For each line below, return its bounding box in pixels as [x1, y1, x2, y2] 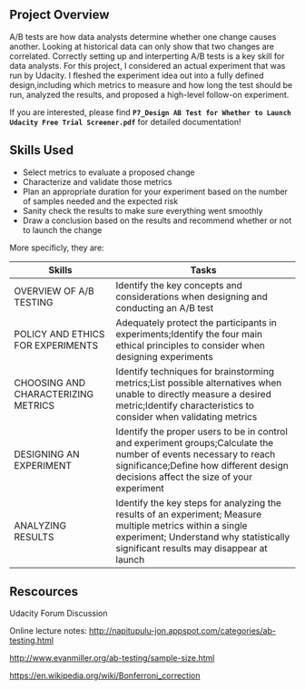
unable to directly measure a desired [115, 387, 272, 400]
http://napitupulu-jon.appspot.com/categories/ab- [89, 626, 277, 637]
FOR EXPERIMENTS [14, 339, 98, 352]
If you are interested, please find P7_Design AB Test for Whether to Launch [9, 106, 292, 117]
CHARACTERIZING [14, 387, 93, 400]
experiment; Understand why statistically [115, 530, 290, 543]
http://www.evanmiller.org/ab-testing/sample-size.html [9, 653, 215, 664]
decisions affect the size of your [115, 471, 252, 483]
